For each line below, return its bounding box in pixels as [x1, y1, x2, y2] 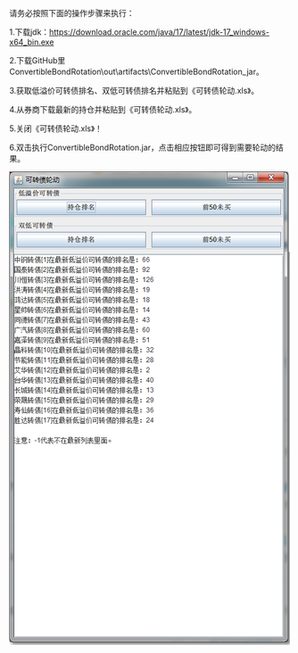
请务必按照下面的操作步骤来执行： [9, 8, 135, 18]
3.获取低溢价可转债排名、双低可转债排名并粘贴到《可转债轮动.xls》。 [9, 86, 260, 95]
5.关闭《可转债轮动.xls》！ [9, 123, 103, 134]
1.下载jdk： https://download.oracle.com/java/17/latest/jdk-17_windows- [9, 27, 270, 37]
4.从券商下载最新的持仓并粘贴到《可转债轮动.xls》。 [9, 104, 197, 114]
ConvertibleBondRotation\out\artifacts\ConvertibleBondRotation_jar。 [9, 66, 265, 77]
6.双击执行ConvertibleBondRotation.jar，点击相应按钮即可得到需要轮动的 [9, 142, 277, 153]
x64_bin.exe [9, 37, 54, 47]
